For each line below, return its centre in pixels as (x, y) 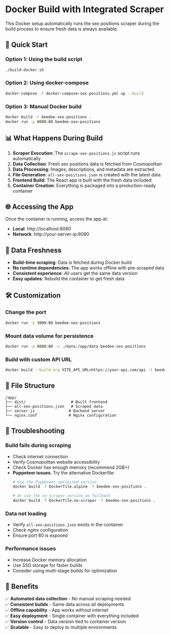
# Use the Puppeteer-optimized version (55, 482)
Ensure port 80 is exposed (40, 535)
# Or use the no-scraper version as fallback (61, 496)
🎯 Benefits (22, 586)
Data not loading (26, 513)
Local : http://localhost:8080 (42, 229)
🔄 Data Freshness (33, 250)
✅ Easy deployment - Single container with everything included (72, 616)
